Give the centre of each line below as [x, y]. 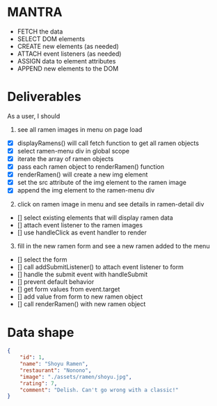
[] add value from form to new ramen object [80, 296]
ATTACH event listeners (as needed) [69, 54]
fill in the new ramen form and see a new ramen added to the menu [113, 246]
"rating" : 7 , [39, 383]
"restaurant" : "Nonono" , [56, 370]
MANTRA [35, 12]
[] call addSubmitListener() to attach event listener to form [101, 267]
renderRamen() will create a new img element [82, 174]
